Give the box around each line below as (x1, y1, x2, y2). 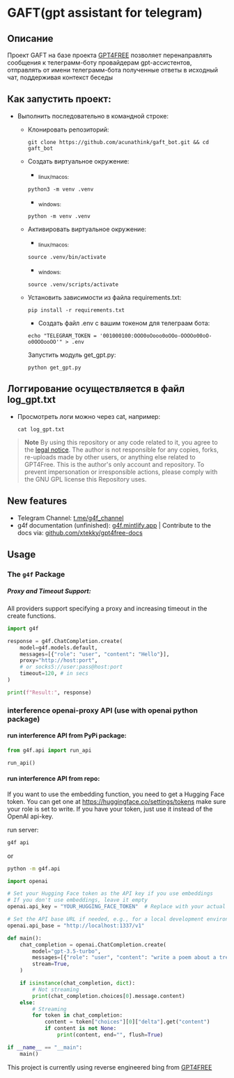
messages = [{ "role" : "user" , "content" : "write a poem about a (32, 954, 217, 961)
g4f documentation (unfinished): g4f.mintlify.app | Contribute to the (17, 521, 211, 530)
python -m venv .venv (27, 213, 91, 220)
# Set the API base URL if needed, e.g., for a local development (7, 916, 204, 923)
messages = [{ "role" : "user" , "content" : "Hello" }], (19, 651, 170, 658)
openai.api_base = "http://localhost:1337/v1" (7, 922, 145, 929)
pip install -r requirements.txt (27, 307, 125, 314)
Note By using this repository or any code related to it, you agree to (24, 438, 218, 446)
